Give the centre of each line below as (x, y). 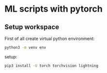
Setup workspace (32, 27)
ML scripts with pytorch (53, 9)
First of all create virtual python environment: (50, 38)
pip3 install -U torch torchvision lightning (51, 66)
